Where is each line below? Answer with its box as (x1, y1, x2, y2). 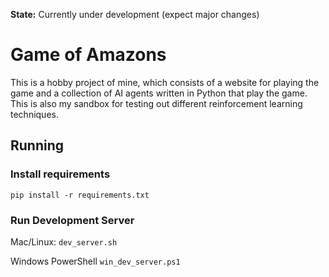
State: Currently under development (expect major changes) (10, 9, 260, 20)
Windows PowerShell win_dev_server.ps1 (10, 255, 181, 267)
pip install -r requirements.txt (10, 190, 150, 200)
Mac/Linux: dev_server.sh (10, 235, 118, 248)
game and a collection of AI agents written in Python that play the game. (10, 87, 308, 99)
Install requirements (10, 167, 111, 181)
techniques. (10, 108, 59, 120)
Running (10, 137, 65, 154)
